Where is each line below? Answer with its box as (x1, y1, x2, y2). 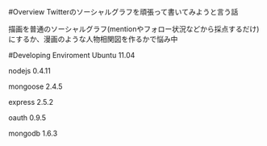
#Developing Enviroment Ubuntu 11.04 (8, 51, 136, 60)
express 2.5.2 (8, 98, 54, 106)
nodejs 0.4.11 (8, 66, 51, 75)
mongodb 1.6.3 (8, 128, 58, 138)
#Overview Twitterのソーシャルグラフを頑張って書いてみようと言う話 (8, 7, 239, 16)
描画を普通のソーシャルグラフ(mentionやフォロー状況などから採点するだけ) (8, 24, 260, 34)
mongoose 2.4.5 (8, 81, 63, 91)
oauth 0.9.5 (8, 113, 47, 123)
